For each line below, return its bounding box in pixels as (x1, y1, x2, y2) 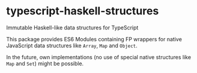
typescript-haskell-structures (6, 4, 159, 18)
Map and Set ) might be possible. (6, 60, 84, 67)
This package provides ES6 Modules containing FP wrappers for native (6, 35, 182, 42)
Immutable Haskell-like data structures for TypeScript (6, 24, 139, 31)
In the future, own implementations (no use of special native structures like (6, 53, 191, 60)
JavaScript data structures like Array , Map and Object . (6, 42, 138, 49)
